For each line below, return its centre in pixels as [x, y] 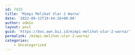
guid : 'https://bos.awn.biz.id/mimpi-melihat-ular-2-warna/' [68, 32]
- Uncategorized [30, 45]
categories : [17, 41]
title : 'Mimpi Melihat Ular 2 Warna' [43, 14]
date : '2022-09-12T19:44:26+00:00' [41, 18]
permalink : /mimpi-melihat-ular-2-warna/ [47, 36]
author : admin [19, 23]
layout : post [18, 27]
